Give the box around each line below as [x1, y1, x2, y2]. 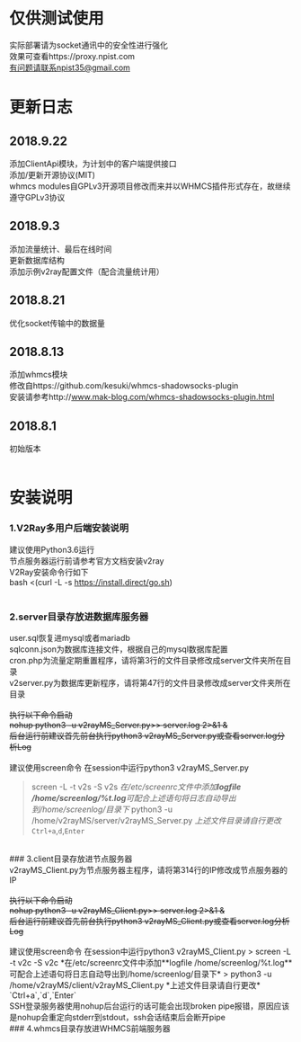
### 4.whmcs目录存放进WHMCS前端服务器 [9, 1022, 171, 1034]
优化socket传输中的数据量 [9, 317, 105, 328]
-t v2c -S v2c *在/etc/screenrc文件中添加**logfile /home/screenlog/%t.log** [9, 957, 293, 967]
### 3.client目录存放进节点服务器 [9, 853, 133, 864]
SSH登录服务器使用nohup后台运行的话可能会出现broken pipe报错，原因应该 [9, 1000, 290, 1011]
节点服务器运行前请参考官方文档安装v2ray [9, 555, 164, 566]
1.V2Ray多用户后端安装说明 [9, 522, 129, 535]
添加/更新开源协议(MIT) [9, 169, 96, 180]
